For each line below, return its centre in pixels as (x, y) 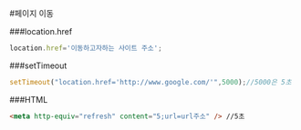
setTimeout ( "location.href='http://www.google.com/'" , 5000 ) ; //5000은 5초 (150, 82)
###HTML (29, 99)
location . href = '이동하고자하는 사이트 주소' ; (86, 48)
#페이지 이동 (32, 13)
